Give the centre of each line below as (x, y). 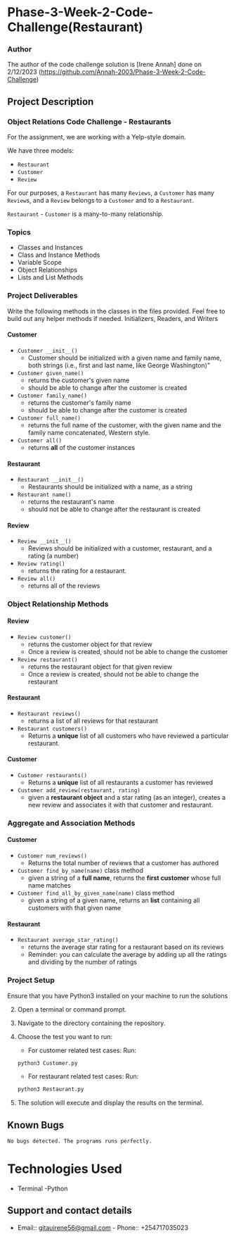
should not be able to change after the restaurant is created (114, 509)
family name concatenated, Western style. (89, 432)
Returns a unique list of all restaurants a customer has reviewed (120, 782)
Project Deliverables (42, 296)
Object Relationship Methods (58, 604)
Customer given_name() (51, 373)
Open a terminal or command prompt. (72, 1009)
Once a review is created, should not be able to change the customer (128, 651)
